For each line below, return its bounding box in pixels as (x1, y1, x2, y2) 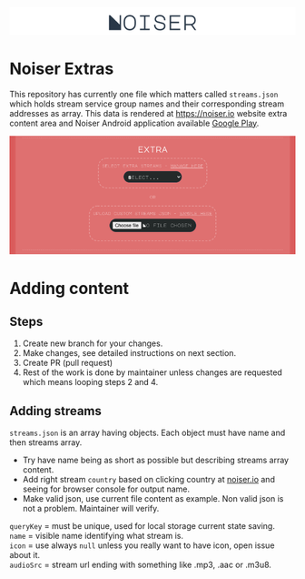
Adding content (9, 278, 130, 299)
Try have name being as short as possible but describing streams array (22, 454, 289, 466)
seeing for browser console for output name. (22, 483, 191, 494)
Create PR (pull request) (22, 358, 113, 369)
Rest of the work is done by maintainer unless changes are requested (22, 367, 283, 378)
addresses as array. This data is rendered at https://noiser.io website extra (9, 107, 288, 118)
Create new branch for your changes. (22, 338, 163, 349)
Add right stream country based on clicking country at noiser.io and (22, 474, 275, 485)
